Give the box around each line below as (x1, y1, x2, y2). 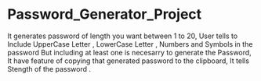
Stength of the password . (7, 64, 92, 73)
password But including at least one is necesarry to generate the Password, (7, 48, 252, 57)
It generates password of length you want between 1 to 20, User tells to (7, 31, 238, 40)
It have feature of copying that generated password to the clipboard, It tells (7, 56, 250, 65)
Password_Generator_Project (7, 5, 202, 23)
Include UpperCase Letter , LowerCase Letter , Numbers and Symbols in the (7, 39, 253, 48)
